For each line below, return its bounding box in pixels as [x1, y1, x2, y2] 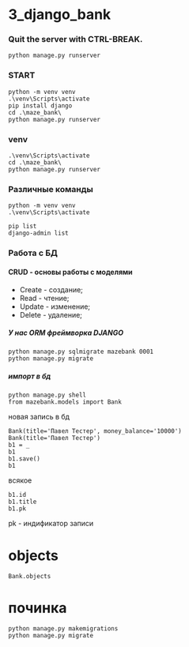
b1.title [8, 498, 37, 506]
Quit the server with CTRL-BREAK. [8, 34, 143, 45]
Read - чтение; [19, 293, 70, 303]
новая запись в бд [8, 412, 70, 422]
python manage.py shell [8, 391, 87, 400]
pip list [8, 223, 37, 231]
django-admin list [8, 229, 69, 238]
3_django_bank [8, 6, 112, 24]
